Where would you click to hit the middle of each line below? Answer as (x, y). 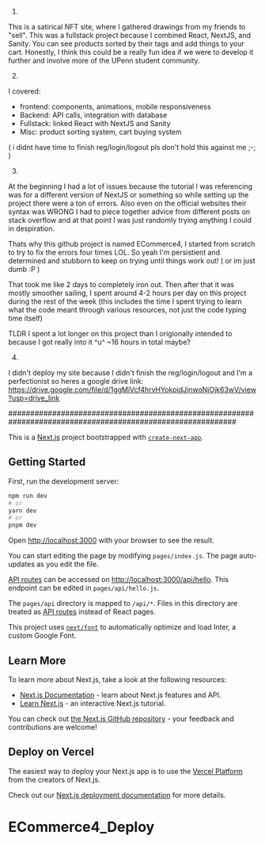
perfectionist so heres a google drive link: (76, 381)
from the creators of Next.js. (54, 780)
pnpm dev (23, 525)
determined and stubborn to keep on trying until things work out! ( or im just (132, 261)
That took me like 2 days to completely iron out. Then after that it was (121, 284)
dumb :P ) (24, 269)
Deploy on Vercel (51, 752)
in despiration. (32, 228)
